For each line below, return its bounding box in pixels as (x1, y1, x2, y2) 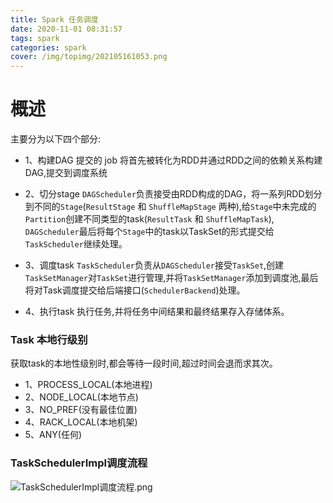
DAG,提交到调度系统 (24, 167, 108, 179)
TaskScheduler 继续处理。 (24, 238, 128, 250)
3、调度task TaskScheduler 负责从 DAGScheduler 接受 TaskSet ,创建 (24, 259, 285, 271)
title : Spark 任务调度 (10, 14, 99, 25)
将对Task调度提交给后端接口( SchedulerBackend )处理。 (24, 284, 246, 296)
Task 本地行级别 (10, 332, 88, 346)
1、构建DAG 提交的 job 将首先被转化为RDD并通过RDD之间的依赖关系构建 (24, 154, 323, 166)
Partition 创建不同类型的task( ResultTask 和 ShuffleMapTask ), (24, 213, 275, 225)
